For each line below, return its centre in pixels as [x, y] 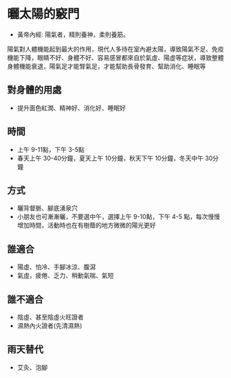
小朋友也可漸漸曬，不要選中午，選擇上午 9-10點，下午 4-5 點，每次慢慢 [119, 216]
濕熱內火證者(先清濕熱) [49, 326]
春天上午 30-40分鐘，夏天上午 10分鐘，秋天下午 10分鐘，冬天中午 [110, 158]
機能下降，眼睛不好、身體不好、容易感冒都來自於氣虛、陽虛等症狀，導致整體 [115, 57]
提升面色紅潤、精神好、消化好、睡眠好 [71, 108]
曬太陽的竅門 [44, 14]
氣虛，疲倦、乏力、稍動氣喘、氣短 [65, 276]
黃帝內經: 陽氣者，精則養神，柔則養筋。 [73, 34]
